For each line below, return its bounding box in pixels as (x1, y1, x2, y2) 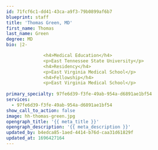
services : (6, 97, 31, 103)
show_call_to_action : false (6, 107, 76, 113)
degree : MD (6, 36, 33, 42)
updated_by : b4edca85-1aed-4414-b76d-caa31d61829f (6, 130, 134, 136)
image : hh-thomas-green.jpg (6, 113, 76, 119)
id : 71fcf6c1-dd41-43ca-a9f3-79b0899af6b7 (6, 8, 112, 15)
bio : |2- (6, 42, 28, 48)
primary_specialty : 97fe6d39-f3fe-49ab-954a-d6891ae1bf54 (6, 91, 152, 97)
